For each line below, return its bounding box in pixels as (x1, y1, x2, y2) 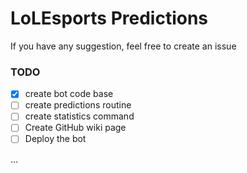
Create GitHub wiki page (24, 122, 127, 134)
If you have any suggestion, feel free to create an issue (10, 40, 237, 52)
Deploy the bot (24, 133, 87, 145)
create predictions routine (24, 99, 132, 111)
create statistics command (24, 110, 135, 122)
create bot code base (24, 88, 114, 100)
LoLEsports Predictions (10, 7, 209, 30)
